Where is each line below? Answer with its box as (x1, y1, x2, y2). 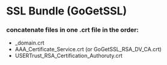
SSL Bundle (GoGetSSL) (6, 4, 127, 18)
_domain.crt (14, 39, 45, 46)
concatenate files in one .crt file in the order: (6, 26, 139, 34)
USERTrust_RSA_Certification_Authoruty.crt (14, 52, 123, 60)
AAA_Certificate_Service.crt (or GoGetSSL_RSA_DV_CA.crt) (14, 46, 162, 53)
